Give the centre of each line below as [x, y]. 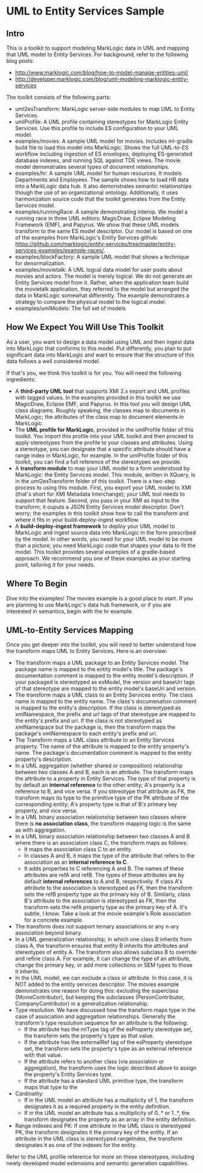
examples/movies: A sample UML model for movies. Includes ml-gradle [104, 141]
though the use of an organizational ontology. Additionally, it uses [96, 192]
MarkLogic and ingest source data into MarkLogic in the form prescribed [105, 532]
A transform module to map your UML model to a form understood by [102, 468]
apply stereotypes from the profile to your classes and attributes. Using [104, 442]
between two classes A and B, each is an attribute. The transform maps [104, 772]
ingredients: [21, 379]
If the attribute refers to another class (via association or [94, 1062]
